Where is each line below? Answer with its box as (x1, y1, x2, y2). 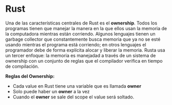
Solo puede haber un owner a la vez (12, 88, 90, 94)
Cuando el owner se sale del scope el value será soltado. (12, 94, 135, 100)
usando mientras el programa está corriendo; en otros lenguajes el (5, 41, 146, 47)
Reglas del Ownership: (5, 73, 55, 79)
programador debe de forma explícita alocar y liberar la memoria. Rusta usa (5, 47, 165, 53)
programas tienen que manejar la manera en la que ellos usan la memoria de (5, 25, 167, 31)
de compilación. (5, 63, 40, 69)
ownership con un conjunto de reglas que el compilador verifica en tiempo (5, 58, 163, 64)
